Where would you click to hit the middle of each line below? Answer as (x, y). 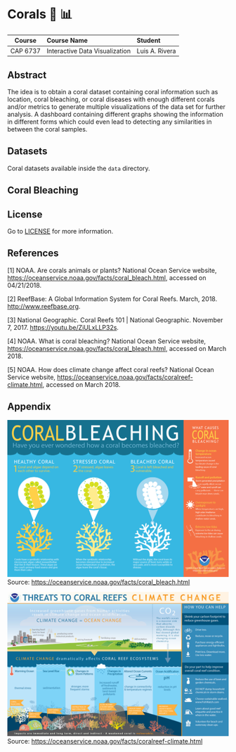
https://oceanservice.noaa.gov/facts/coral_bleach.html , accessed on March (117, 348)
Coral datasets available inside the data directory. (79, 168)
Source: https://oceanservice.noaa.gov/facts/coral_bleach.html (99, 582)
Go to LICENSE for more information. (60, 231)
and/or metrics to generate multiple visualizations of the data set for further (117, 107)
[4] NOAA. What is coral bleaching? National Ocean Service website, (106, 341)
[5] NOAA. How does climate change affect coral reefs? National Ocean (111, 369)
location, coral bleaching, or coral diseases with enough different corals (111, 99)
